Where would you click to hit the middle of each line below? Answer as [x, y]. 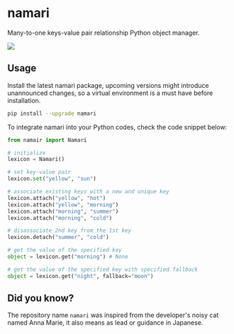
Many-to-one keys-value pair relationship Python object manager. [104, 33]
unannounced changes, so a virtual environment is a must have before [110, 93]
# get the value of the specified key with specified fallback [103, 269]
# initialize [27, 153]
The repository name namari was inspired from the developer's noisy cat [113, 315]
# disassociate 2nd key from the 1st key [69, 231]
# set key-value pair [39, 172]
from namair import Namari [47, 140]
